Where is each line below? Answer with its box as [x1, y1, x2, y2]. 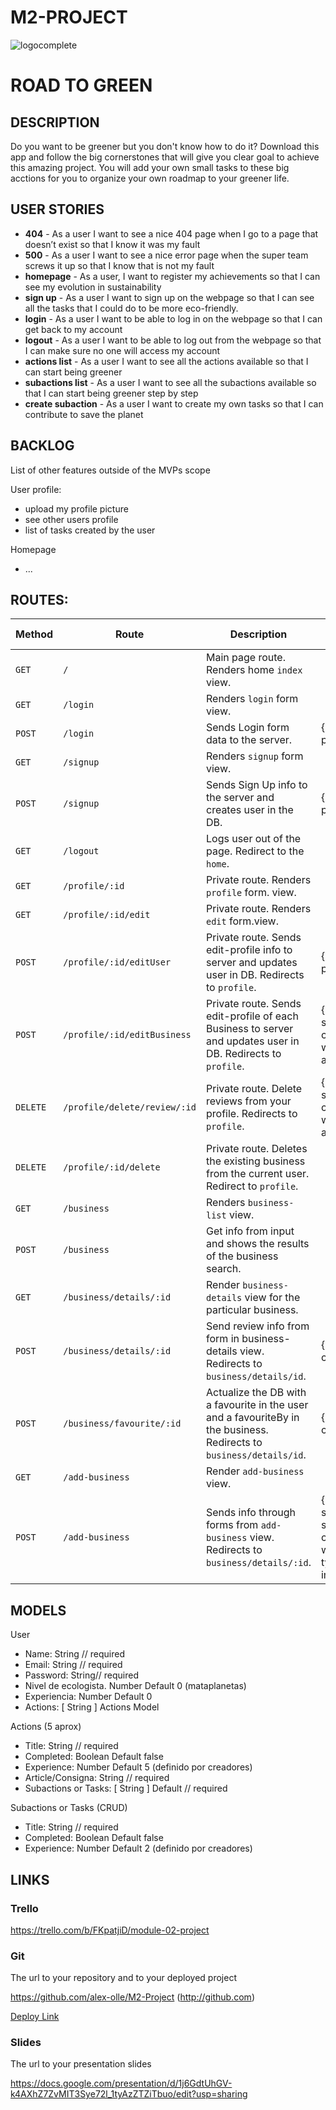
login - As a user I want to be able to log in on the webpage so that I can [24, 312, 323, 325]
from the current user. [206, 1167, 310, 1181]
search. [206, 1262, 242, 1276]
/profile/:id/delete [63, 1162, 161, 1173]
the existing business [206, 1154, 306, 1168]
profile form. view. [206, 886, 297, 900]
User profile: [10, 483, 62, 495]
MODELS [10, 1602, 67, 1619]
